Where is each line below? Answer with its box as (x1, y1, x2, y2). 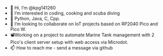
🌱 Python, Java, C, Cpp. (10, 16, 60, 21)
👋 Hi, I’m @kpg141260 (10, 5, 56, 11)
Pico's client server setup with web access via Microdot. (10, 39, 128, 45)
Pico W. (10, 26, 26, 32)
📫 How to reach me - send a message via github (10, 45, 113, 50)
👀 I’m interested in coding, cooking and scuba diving (10, 10, 120, 16)
